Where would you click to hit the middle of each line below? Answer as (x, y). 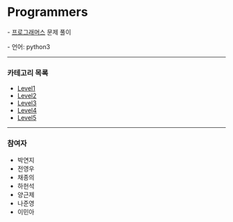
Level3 (27, 103)
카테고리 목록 (28, 73)
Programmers (48, 12)
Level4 (27, 111)
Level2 (27, 96)
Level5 (27, 118)
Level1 (26, 89)
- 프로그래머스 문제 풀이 (39, 32)
